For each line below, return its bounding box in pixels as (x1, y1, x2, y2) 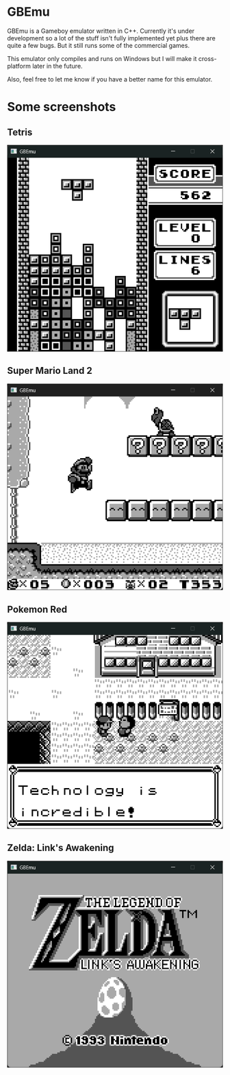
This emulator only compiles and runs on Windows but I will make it (7, 54, 197, 62)
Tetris (7, 126, 33, 138)
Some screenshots (7, 99, 116, 115)
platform (7, 62, 31, 70)
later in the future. (31, 62, 84, 70)
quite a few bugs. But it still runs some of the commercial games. (7, 41, 190, 49)
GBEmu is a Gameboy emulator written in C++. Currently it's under (7, 27, 195, 35)
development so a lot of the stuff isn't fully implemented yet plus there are (7, 34, 216, 42)
